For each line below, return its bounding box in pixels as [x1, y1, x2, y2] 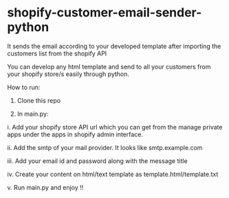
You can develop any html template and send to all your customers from [7, 62, 211, 71]
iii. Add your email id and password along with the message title [7, 156, 188, 165]
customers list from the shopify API [7, 49, 107, 58]
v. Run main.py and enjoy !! [7, 183, 84, 191]
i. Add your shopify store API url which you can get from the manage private [7, 123, 223, 131]
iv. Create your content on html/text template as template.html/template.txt [7, 170, 219, 178]
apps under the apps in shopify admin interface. [7, 130, 143, 138]
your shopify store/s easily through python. [7, 70, 129, 78]
